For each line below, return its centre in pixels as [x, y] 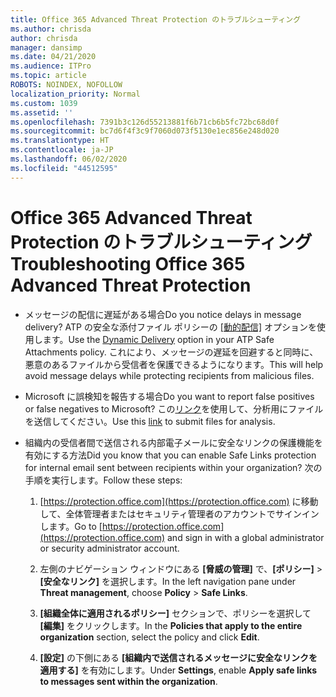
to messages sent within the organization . [128, 681]
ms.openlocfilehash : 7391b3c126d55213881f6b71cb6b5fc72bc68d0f [145, 122]
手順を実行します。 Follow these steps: [103, 480]
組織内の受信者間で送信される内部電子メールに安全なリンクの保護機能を [173, 442]
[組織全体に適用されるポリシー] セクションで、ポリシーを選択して [175, 613]
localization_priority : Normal [75, 94]
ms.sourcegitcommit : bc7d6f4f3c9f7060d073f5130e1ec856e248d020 [145, 131]
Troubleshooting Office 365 [128, 263]
